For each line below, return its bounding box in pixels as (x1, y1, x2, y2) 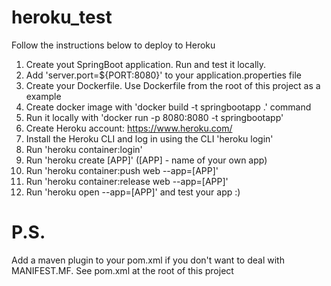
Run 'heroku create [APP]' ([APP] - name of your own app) (25, 154, 268, 166)
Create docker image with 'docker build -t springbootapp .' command (25, 101, 312, 113)
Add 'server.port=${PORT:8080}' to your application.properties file (25, 69, 302, 81)
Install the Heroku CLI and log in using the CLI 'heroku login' (25, 132, 274, 145)
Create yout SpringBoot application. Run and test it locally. (25, 58, 267, 70)
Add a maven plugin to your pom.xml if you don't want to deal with (11, 254, 285, 266)
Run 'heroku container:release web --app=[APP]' (25, 175, 229, 187)
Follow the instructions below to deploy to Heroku (11, 39, 216, 51)
